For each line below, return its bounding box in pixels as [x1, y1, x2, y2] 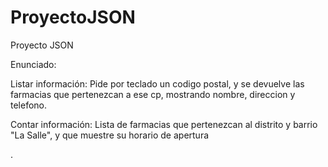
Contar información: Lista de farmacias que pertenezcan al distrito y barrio [10, 118, 318, 130]
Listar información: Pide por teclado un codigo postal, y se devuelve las [10, 77, 305, 90]
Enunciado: [10, 58, 57, 70]
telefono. [10, 99, 48, 111]
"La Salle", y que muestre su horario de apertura [10, 129, 210, 141]
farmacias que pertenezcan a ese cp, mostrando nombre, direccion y [10, 88, 296, 100]
